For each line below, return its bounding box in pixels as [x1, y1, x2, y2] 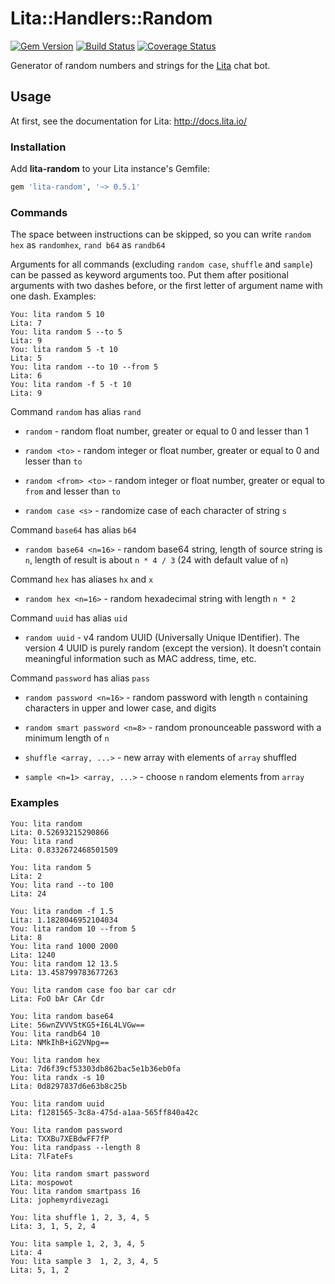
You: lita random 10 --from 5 [10, 923, 137, 934]
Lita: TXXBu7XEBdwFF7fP [10, 1133, 110, 1144]
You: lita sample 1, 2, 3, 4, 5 [10, 1238, 145, 1249]
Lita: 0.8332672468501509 [10, 845, 118, 855]
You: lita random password [10, 1125, 123, 1135]
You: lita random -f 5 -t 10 [10, 380, 132, 390]
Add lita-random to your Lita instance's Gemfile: [10, 163, 211, 175]
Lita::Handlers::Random [10, 7, 213, 30]
